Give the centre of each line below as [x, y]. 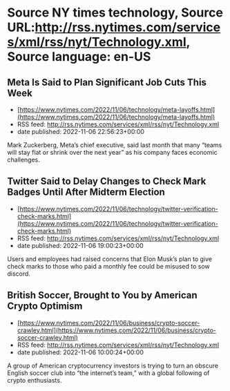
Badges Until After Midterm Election [86, 192]
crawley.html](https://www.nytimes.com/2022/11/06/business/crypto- [116, 330]
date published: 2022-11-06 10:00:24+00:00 [80, 352]
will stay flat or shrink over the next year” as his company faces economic [112, 152]
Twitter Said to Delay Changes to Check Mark [107, 181]
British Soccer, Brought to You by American [103, 295]
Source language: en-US [79, 57]
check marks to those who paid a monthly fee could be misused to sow [109, 266]
